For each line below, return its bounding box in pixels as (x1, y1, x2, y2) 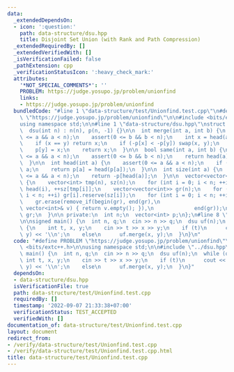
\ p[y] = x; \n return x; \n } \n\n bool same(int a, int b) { (19, 147, 223, 154)
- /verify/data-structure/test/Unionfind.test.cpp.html (7, 348, 173, 355)
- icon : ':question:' (13, 23, 77, 30)
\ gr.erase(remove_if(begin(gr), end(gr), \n (19, 198, 160, 206)
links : (19, 95, 39, 102)
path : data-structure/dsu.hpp (19, 29, 108, 37)
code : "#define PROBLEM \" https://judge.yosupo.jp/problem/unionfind (13, 237, 219, 244)
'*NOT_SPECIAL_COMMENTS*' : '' (19, 82, 108, 89)
